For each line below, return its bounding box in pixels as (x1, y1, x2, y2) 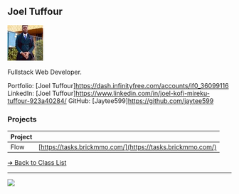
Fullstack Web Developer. (7, 68, 82, 76)
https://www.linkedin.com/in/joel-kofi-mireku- (75, 89, 210, 97)
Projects (7, 114, 37, 124)
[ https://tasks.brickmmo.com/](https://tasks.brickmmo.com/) (38, 142, 217, 151)
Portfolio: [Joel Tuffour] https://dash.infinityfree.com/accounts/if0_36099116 (7, 81, 229, 90)
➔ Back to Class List (7, 158, 67, 167)
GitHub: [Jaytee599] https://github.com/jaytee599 (68, 96, 214, 105)
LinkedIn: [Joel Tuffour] (7, 89, 76, 97)
